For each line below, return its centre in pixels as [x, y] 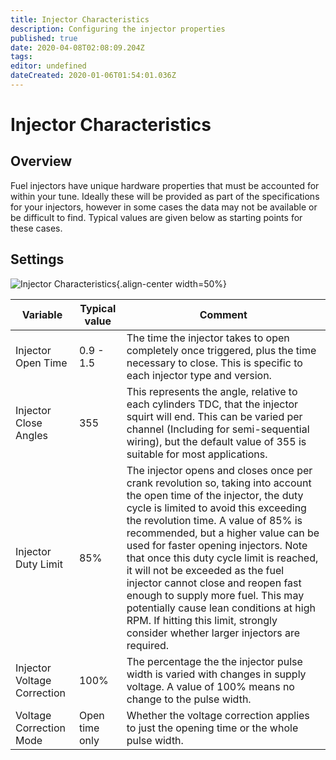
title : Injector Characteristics [80, 19]
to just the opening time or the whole [212, 728]
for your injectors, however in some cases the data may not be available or [164, 207]
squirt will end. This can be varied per [214, 416]
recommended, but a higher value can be [223, 533]
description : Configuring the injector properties [118, 29]
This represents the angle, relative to [212, 391]
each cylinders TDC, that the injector [212, 404]
